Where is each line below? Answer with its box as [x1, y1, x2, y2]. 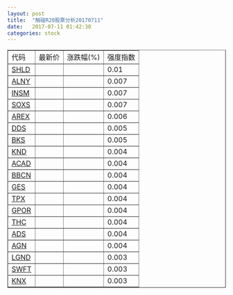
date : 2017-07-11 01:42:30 [7, 23, 92, 30]
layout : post [7, 10, 45, 17]
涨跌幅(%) [67, 53, 101, 63]
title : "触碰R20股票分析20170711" [7, 17, 104, 24]
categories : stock [7, 29, 60, 37]
